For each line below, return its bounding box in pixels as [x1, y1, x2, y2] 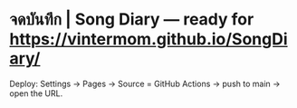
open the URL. [9, 87, 63, 99]
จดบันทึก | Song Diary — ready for [9, 9, 254, 30]
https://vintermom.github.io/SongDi [9, 29, 288, 50]
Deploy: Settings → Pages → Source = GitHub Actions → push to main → [9, 78, 281, 89]
